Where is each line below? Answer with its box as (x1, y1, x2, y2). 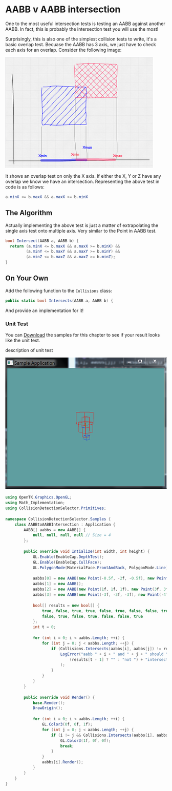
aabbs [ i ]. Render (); (41, 760, 83, 765)
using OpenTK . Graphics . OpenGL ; (5, 495, 72, 500)
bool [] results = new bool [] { (32, 603, 100, 608)
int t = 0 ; (32, 625, 56, 630)
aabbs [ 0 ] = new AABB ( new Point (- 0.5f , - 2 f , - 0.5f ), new (32, 576, 155, 581)
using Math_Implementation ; (5, 501, 66, 506)
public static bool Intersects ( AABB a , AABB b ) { (5, 298, 114, 303)
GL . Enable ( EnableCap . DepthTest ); (32, 554, 104, 559)
